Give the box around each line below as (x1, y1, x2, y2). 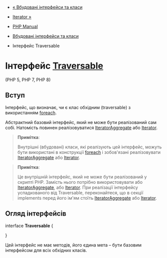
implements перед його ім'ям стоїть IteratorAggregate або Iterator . (17, 195, 157, 201)
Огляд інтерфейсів (5, 209, 66, 218)
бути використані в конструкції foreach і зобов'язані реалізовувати (17, 149, 161, 155)
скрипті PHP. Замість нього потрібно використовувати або (17, 179, 143, 185)
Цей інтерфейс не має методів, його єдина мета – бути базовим (5, 242, 142, 248)
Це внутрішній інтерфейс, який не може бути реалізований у (17, 174, 147, 180)
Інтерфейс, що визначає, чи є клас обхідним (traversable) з (5, 104, 131, 110)
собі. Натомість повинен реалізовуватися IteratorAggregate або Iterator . (5, 125, 158, 130)
